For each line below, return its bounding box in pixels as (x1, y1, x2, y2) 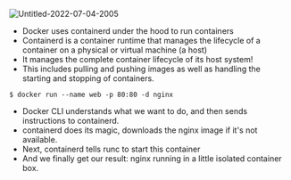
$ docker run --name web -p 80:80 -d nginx (9, 90, 174, 99)
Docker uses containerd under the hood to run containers (21, 26, 234, 36)
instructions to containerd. (21, 116, 120, 126)
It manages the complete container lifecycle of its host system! (21, 54, 254, 64)
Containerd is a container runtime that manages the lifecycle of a (21, 36, 261, 45)
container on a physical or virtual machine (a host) (21, 45, 208, 55)
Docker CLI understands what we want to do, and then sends (21, 106, 248, 116)
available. (21, 135, 58, 144)
